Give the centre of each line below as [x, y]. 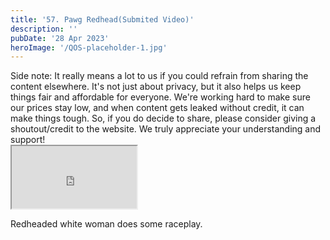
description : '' [44, 29]
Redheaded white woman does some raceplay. [106, 224]
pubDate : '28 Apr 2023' [60, 38]
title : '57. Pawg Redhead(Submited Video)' [102, 19]
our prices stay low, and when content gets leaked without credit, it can [157, 108]
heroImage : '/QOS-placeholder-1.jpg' [89, 47]
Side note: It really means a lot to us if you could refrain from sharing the [159, 76]
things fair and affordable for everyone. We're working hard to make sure [160, 97]
